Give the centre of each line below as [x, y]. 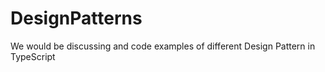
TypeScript [33, 56]
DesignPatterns [76, 18]
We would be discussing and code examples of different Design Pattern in [163, 46]
